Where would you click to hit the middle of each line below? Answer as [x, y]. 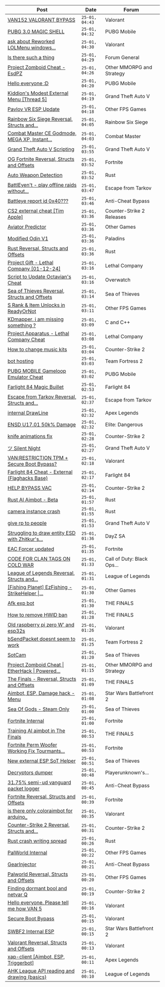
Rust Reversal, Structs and [38, 248]
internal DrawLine [28, 413]
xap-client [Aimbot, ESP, [36, 957]
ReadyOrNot [22, 311]
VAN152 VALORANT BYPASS [41, 20]
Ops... [112, 565]
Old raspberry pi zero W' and [41, 625]
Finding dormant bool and [37, 888]
